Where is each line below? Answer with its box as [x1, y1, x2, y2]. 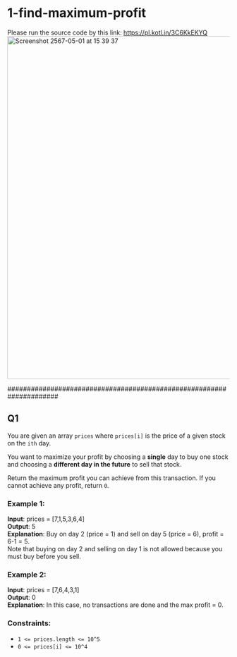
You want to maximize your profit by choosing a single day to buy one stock [7, 453, 229, 461]
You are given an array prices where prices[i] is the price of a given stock [7, 431, 226, 440]
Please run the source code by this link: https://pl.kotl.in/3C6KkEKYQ [7, 28, 208, 37]
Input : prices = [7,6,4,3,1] [7, 586, 80, 594]
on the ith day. [7, 438, 51, 447]
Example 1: [7, 498, 45, 508]
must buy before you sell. [7, 552, 81, 561]
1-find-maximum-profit [7, 5, 147, 21]
